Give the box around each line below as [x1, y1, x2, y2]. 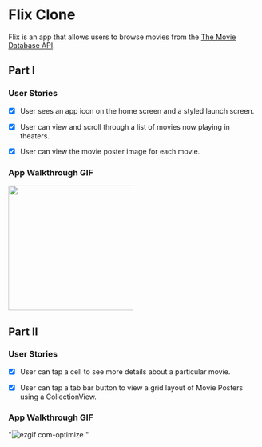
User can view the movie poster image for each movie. [19, 146, 200, 156]
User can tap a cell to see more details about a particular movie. [19, 366, 231, 377]
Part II [8, 325, 38, 338]
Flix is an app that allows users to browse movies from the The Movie [8, 32, 236, 42]
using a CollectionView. [19, 392, 97, 401]
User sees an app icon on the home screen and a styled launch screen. [19, 106, 255, 115]
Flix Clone [8, 6, 76, 24]
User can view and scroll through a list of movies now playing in [19, 122, 230, 131]
